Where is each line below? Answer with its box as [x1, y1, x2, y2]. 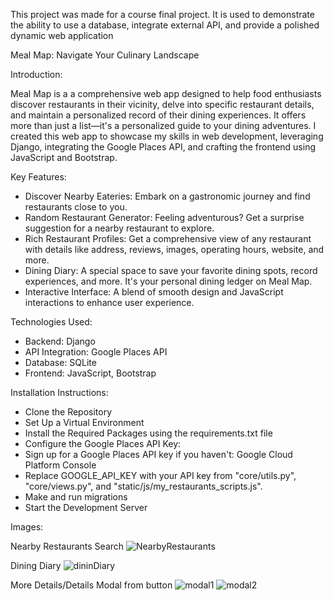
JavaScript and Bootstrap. [10, 152, 118, 163]
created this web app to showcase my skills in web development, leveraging [10, 130, 324, 142]
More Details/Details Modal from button [10, 579, 173, 591]
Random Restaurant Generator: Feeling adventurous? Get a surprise [24, 212, 305, 223]
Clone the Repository [24, 406, 113, 418]
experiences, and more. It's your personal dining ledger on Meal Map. [24, 275, 313, 287]
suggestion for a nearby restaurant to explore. [24, 222, 215, 234]
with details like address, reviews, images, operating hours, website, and [24, 244, 325, 255]
